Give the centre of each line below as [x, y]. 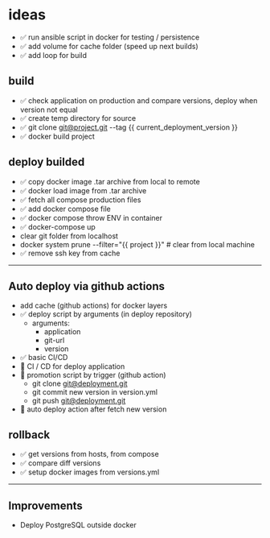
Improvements [45, 505]
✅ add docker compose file [65, 209]
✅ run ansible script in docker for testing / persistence [110, 37]
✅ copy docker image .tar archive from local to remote [110, 181]
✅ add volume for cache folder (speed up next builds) [109, 46]
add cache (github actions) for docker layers [94, 306]
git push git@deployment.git [79, 401]
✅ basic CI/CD [44, 358]
